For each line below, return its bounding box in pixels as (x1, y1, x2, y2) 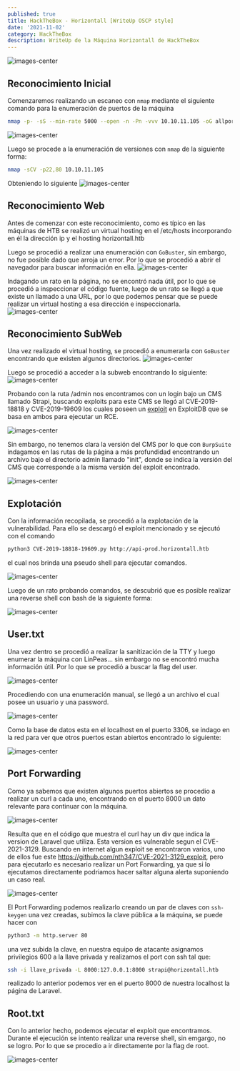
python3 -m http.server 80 (7, 932, 88, 939)
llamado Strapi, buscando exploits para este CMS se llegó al (7, 398, 184, 406)
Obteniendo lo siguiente (7, 179, 78, 187)
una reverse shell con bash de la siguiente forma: (7, 594, 152, 602)
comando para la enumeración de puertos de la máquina (7, 104, 174, 112)
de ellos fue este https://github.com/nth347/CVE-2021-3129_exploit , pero (7, 852, 224, 861)
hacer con (7, 918, 38, 927)
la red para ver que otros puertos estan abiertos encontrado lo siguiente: (7, 733, 221, 741)
